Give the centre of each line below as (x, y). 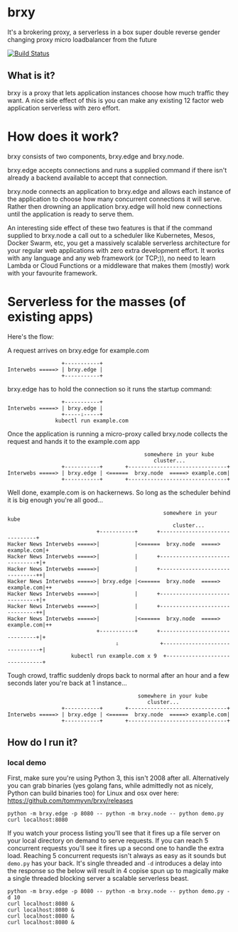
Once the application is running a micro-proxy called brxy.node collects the (118, 433)
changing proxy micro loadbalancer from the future (82, 39)
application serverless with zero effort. (64, 108)
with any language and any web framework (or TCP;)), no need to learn (112, 258)
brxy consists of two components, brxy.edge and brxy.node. (96, 156)
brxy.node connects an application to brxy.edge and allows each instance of (119, 191)
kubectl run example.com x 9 (114, 656)
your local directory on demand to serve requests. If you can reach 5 (108, 841)
